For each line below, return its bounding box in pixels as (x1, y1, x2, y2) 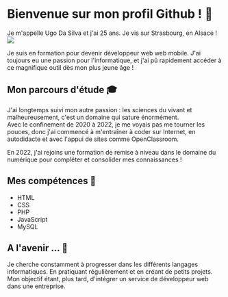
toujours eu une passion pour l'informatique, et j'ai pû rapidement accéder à (7, 56, 222, 64)
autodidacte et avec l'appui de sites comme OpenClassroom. (7, 135, 179, 143)
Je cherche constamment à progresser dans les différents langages (7, 260, 199, 269)
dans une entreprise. (7, 282, 66, 290)
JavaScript (16, 215, 48, 223)
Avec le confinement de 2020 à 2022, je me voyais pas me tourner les (7, 120, 205, 129)
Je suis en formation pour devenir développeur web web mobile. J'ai (7, 49, 201, 57)
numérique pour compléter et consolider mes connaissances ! (7, 155, 182, 164)
